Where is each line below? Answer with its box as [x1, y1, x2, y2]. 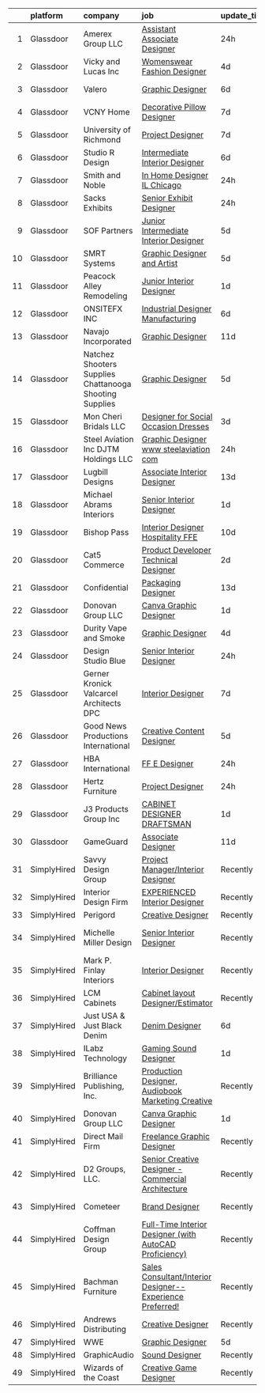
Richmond [83, 134, 121, 145]
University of [83, 124, 132, 135]
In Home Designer [141, 170, 209, 180]
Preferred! [141, 1301, 180, 1312]
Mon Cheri [83, 411, 122, 422]
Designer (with [141, 1229, 196, 1240]
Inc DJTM [83, 444, 120, 454]
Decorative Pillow [141, 102, 207, 112]
